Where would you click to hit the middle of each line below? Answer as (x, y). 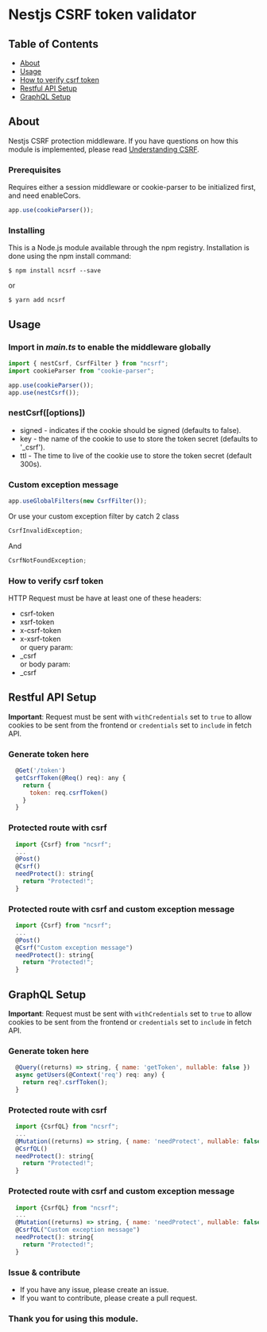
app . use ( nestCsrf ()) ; (44, 392)
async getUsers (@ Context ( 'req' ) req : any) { (90, 1075)
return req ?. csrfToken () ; (66, 1083)
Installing (27, 230)
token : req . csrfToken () (69, 793)
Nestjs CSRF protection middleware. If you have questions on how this (123, 141)
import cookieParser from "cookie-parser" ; (81, 371)
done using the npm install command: (70, 257)
